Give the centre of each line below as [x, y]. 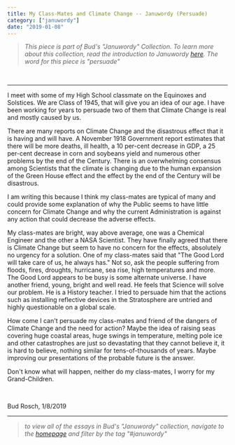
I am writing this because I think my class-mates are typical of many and [112, 197]
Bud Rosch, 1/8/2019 [37, 406]
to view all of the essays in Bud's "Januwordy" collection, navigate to [124, 426]
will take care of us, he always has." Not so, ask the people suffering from [113, 263]
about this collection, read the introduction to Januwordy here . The [121, 54]
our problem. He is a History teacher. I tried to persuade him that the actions [117, 292]
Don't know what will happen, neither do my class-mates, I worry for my [111, 371]
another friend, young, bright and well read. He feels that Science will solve [116, 285]
